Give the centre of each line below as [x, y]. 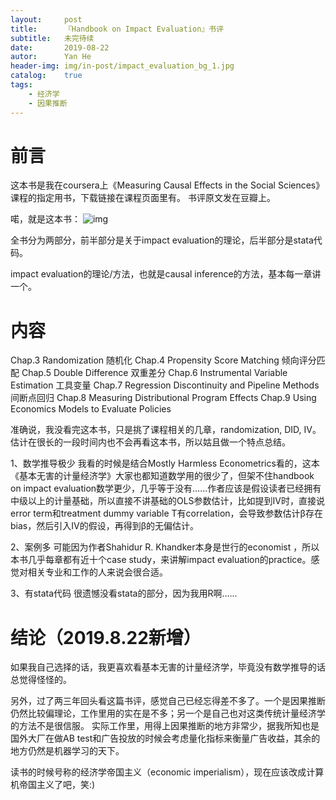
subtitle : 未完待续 [52, 38]
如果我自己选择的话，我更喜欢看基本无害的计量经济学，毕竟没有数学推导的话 [168, 667]
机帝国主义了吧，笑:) [53, 785]
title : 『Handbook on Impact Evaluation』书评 [117, 29]
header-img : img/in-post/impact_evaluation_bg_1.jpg [122, 66]
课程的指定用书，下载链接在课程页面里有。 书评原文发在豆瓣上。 [143, 198]
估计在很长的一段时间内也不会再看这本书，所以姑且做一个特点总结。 [150, 442]
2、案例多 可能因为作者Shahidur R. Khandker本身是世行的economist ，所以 [165, 547]
